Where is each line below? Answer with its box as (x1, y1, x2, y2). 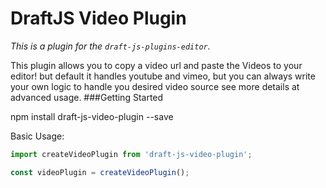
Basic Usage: (10, 130, 65, 142)
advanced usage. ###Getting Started (10, 91, 164, 103)
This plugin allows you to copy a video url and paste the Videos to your (10, 59, 303, 71)
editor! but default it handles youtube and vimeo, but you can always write (10, 70, 316, 82)
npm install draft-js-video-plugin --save (10, 110, 174, 122)
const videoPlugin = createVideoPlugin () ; (10, 167, 190, 177)
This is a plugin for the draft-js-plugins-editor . (10, 40, 211, 52)
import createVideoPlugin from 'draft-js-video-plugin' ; (10, 149, 253, 159)
